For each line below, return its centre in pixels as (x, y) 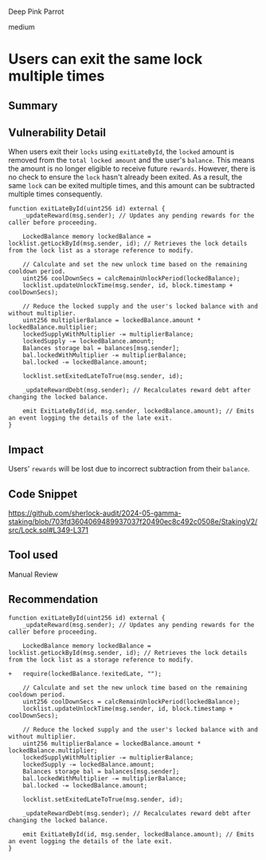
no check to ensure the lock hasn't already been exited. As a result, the (125, 177)
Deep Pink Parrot (36, 12)
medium (22, 27)
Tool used (33, 555)
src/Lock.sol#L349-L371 (49, 531)
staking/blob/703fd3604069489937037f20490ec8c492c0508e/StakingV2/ (133, 522)
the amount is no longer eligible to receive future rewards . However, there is (132, 169)
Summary (33, 106)
